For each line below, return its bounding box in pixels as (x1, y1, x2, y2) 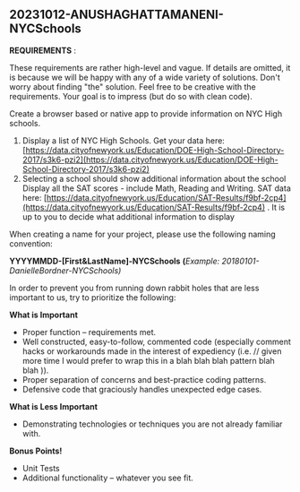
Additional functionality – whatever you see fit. (21, 472, 194, 483)
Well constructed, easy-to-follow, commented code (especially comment (21, 336, 291, 347)
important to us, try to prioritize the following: (9, 291, 176, 303)
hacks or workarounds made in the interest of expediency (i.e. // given (21, 345, 282, 357)
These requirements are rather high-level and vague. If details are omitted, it (9, 62, 291, 73)
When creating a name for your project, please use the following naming (9, 229, 276, 239)
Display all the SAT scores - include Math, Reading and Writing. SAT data (21, 183, 291, 194)
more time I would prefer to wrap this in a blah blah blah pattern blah (21, 355, 275, 366)
